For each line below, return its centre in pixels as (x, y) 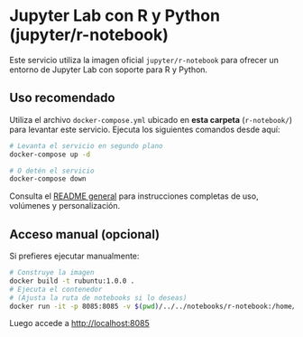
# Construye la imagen (52, 273)
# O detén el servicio (52, 171)
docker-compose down (48, 179)
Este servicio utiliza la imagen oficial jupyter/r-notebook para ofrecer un (144, 60)
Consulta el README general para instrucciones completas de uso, (134, 196)
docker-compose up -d (50, 154)
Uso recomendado (62, 98)
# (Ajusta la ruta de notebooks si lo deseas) (98, 298)
